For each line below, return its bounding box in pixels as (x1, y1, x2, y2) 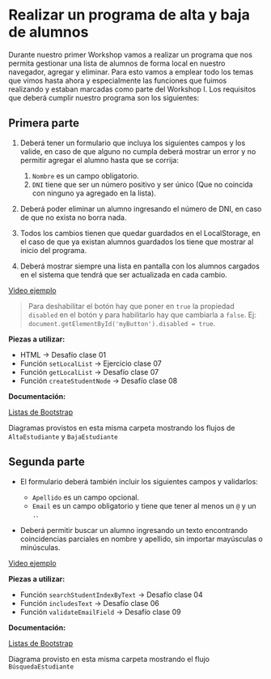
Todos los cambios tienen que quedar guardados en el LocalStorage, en (19, 228, 261, 238)
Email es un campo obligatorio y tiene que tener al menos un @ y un (32, 501, 256, 510)
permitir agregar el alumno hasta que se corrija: (19, 155, 180, 165)
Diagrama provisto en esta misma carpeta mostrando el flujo (8, 654, 210, 664)
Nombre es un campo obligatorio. (32, 170, 139, 180)
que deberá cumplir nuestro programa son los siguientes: (8, 92, 200, 102)
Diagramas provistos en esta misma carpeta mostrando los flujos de (8, 423, 235, 432)
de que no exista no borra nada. (19, 213, 127, 222)
